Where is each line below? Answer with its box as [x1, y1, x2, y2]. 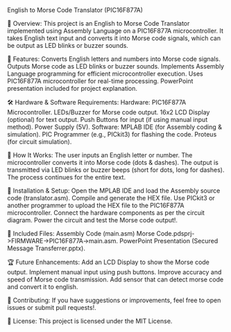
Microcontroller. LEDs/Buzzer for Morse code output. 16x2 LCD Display [7, 108, 210, 116]
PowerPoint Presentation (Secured [119, 237, 219, 245]
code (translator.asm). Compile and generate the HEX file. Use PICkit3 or [7, 194, 215, 202]
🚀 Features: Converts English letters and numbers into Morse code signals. [7, 55, 221, 63]
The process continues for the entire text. [7, 173, 126, 181]
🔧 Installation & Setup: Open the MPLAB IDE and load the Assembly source [7, 186, 221, 195]
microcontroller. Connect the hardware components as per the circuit [7, 209, 205, 217]
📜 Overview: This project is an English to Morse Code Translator [7, 19, 190, 27]
